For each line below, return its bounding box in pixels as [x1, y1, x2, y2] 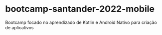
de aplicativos [5, 24, 34, 30]
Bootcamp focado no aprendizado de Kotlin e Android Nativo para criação [5, 19, 157, 25]
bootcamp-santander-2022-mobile [5, 3, 155, 15]
